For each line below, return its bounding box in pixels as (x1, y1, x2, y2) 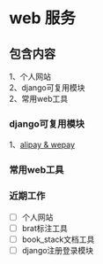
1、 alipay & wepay (9, 139, 76, 151)
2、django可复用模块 (9, 82, 85, 93)
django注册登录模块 (21, 245, 94, 255)
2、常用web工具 (9, 94, 69, 104)
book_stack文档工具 (21, 234, 95, 245)
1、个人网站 (9, 72, 51, 82)
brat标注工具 (21, 222, 69, 233)
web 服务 (9, 8, 77, 28)
